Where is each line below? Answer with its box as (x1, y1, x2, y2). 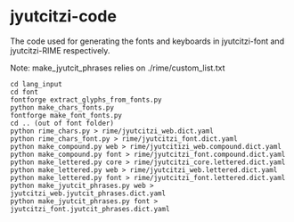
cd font (10, 87, 39, 96)
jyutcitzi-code (10, 6, 117, 27)
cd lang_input (10, 79, 63, 88)
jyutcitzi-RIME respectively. (10, 45, 110, 55)
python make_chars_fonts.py (10, 103, 115, 112)
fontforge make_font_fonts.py (10, 111, 123, 119)
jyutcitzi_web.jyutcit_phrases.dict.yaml (10, 189, 167, 198)
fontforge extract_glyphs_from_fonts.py (10, 95, 163, 104)
